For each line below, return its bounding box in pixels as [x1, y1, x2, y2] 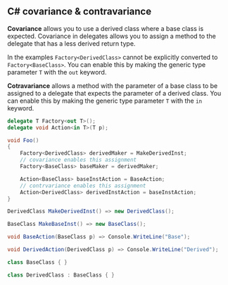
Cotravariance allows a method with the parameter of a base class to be [7, 81, 218, 90]
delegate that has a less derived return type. [7, 39, 136, 48]
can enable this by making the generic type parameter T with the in [7, 96, 203, 105]
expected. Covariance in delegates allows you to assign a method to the [7, 32, 216, 40]
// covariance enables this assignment [20, 156, 137, 164]
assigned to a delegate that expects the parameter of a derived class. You [7, 89, 222, 97]
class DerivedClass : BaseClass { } [7, 271, 115, 279]
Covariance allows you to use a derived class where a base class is [7, 24, 204, 32]
